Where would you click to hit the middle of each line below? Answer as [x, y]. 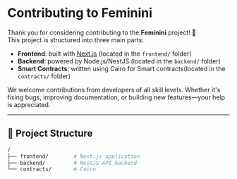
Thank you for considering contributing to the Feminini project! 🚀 [102, 32]
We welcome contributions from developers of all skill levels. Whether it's [114, 89]
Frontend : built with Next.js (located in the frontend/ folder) [104, 54]
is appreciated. [29, 104]
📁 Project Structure [50, 134]
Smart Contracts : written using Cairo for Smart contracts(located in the [121, 68]
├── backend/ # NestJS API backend [72, 163]
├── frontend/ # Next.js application [74, 156]
